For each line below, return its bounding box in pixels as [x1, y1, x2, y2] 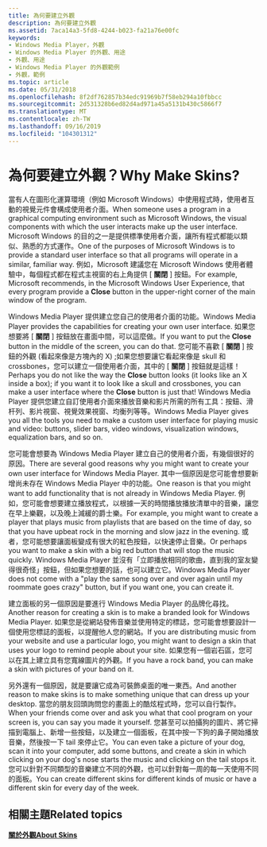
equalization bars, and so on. [8, 432, 103, 442]
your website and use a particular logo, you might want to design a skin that [8, 636, 257, 645]
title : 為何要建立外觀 [8, 11, 75, 20]
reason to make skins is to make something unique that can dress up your [8, 689, 250, 699]
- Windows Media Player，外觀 [8, 41, 105, 49]
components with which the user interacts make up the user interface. [8, 222, 238, 231]
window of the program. [8, 295, 87, 304]
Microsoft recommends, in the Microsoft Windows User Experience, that [8, 278, 245, 288]
